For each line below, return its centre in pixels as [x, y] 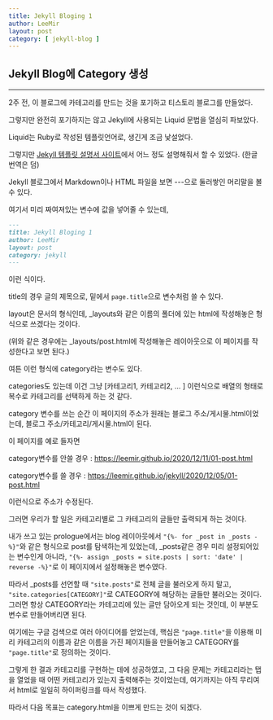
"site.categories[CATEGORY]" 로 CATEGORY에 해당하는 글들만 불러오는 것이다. [135, 595]
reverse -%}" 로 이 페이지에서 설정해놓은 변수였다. [88, 567]
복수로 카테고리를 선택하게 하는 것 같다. [70, 397]
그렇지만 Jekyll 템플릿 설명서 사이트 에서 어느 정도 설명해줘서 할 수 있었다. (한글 [133, 155]
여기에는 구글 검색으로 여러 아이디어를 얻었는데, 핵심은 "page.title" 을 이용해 [131, 632]
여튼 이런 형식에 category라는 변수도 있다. [75, 369]
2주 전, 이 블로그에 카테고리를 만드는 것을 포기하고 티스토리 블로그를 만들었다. [131, 103]
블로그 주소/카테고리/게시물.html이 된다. [89, 424]
